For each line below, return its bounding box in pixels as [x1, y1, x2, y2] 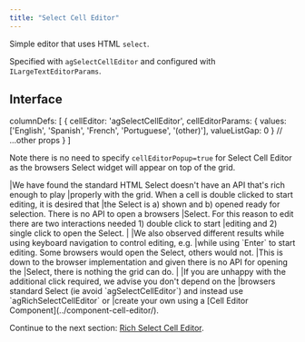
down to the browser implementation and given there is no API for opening [9, 257, 289, 268]
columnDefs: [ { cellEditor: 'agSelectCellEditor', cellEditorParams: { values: [9, 115, 288, 127]
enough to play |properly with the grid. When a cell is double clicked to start [9, 190, 293, 200]
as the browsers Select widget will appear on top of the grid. [9, 162, 236, 173]
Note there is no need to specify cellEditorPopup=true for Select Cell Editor [9, 152, 292, 163]
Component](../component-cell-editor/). [9, 305, 159, 316]
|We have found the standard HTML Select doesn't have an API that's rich [9, 180, 286, 191]
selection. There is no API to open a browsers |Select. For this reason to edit [9, 209, 294, 220]
